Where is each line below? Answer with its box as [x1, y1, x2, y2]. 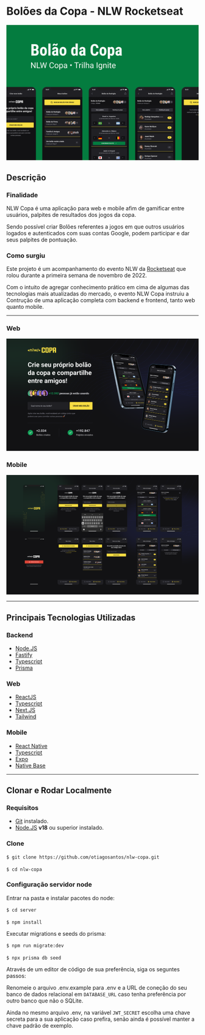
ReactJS [15, 694, 37, 701]
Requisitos [6, 803, 38, 812]
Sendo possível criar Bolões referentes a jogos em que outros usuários [6, 223, 185, 230]
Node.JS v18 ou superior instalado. [15, 824, 104, 832]
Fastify [15, 651, 32, 658]
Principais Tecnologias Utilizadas [6, 612, 136, 623]
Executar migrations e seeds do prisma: [6, 930, 106, 937]
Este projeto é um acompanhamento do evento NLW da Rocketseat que [6, 265, 186, 273]
